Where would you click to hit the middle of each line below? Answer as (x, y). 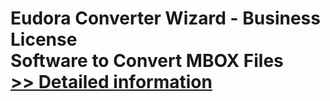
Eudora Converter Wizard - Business (165, 18)
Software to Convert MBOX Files (147, 61)
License (44, 39)
